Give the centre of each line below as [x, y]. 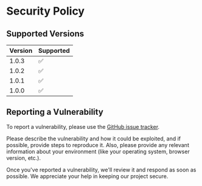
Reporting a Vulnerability [55, 112]
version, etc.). [24, 158]
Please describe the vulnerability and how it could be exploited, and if [94, 139]
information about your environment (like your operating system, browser [98, 151]
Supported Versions [45, 34]
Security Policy [46, 11]
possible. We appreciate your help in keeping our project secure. [87, 176]
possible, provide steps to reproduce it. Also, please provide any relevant [98, 145]
